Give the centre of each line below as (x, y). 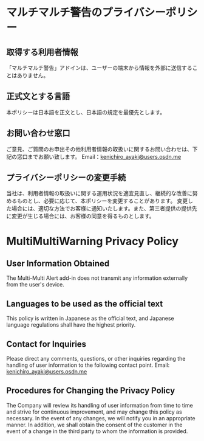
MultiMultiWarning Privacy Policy (93, 241)
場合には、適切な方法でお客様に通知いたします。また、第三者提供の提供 (102, 209)
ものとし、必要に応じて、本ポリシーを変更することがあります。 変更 (102, 201)
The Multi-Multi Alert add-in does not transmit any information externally (97, 278)
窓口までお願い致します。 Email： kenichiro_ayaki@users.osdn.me (99, 156)
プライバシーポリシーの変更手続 (66, 178)
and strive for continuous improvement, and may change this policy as (94, 412)
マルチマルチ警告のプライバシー (86, 12)
